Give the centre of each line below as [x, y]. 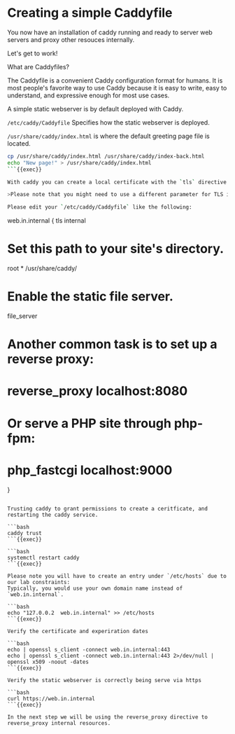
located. [19, 143]
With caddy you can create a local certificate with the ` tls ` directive [117, 182]
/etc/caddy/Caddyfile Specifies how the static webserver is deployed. [108, 122]
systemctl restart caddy [43, 558]
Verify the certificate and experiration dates [78, 631]
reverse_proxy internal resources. [59, 723]
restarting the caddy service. [53, 515]
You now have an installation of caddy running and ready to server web [110, 32]
